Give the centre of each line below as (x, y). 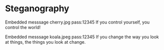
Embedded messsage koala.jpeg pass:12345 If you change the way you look (82, 37)
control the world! (23, 27)
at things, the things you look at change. (45, 42)
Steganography (37, 9)
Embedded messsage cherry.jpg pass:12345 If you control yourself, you (77, 22)
